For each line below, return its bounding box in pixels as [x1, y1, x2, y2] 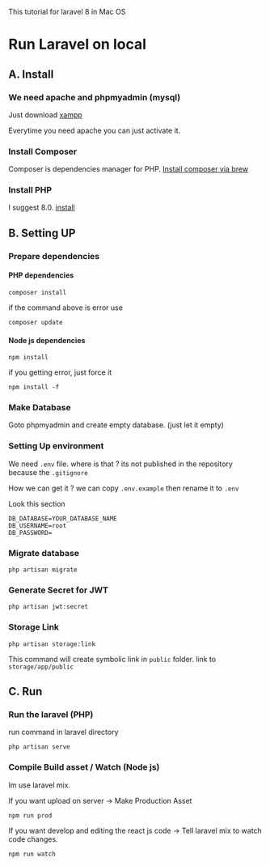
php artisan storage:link [8, 639, 95, 648]
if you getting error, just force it [8, 367, 112, 377]
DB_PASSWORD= [8, 529, 53, 537]
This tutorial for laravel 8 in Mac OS [8, 7, 126, 16]
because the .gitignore [8, 467, 89, 477]
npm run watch [8, 850, 57, 858]
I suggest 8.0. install [8, 202, 75, 213]
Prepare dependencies [8, 250, 99, 261]
